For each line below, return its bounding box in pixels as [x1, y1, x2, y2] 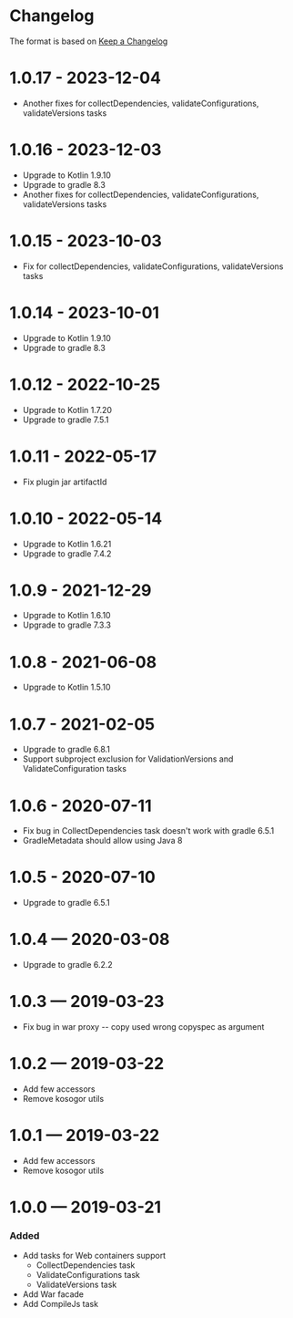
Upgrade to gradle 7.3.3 [22, 619, 112, 630]
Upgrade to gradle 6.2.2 [22, 960, 114, 970]
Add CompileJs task [22, 1299, 98, 1310]
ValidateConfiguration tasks [22, 763, 127, 774]
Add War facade [22, 1289, 85, 1300]
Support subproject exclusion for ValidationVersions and [22, 753, 234, 764]
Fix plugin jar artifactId [22, 476, 107, 487]
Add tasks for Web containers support [22, 1251, 167, 1261]
